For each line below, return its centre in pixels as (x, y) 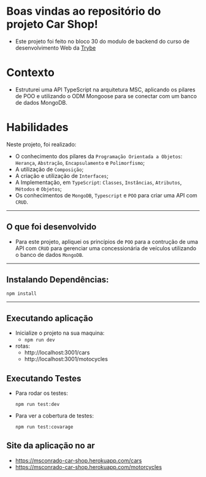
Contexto (31, 73)
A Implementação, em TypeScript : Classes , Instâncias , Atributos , (98, 182)
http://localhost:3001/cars (57, 353)
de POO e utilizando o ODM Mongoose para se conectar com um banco (106, 96)
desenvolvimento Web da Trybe (55, 48)
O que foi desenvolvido (51, 227)
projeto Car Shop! (52, 24)
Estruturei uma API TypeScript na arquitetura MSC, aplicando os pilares (105, 90)
